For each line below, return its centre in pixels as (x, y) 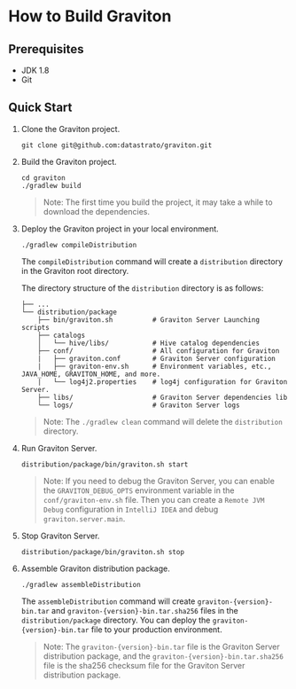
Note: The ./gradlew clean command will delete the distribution (163, 421)
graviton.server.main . (84, 518)
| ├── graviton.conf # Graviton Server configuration (156, 358)
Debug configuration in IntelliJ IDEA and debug (131, 509)
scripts (35, 327)
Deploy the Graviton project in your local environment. (120, 229)
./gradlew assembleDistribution (81, 584)
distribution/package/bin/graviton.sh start (105, 464)
